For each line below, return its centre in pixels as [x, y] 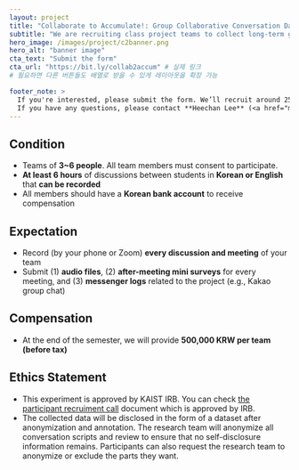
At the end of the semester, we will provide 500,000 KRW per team [146, 340]
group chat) [44, 291]
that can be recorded [61, 184]
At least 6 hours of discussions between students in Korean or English [153, 175]
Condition [37, 144]
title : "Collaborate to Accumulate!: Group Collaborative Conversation [145, 26]
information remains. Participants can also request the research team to [154, 446]
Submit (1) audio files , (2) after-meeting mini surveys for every [139, 271]
